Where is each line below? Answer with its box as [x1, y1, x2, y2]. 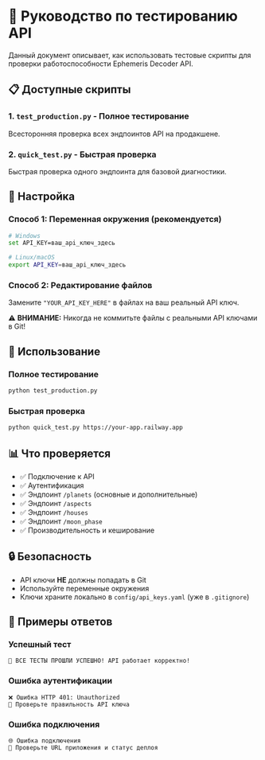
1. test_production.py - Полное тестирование [8, 111, 189, 122]
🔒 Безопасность [8, 550, 92, 563]
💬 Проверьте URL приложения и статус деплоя [8, 744, 158, 752]
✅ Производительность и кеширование [19, 525, 155, 535]
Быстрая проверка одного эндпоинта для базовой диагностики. [8, 166, 227, 176]
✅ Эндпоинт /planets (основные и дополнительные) [19, 489, 198, 499]
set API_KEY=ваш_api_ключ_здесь [8, 239, 115, 247]
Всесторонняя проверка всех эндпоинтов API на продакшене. [8, 129, 220, 138]
